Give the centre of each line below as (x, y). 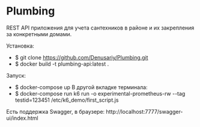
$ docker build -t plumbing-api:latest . (62, 64)
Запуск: (16, 75)
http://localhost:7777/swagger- (144, 111)
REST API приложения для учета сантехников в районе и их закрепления (100, 28)
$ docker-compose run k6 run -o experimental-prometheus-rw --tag (100, 93)
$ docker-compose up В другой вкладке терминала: (81, 87)
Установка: (20, 46)
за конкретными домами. (39, 34)
